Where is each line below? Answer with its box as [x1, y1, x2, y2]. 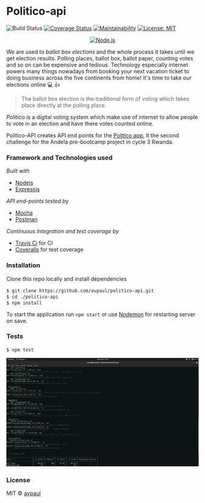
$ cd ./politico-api [6, 294, 59, 300]
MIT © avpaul [6, 490, 41, 497]
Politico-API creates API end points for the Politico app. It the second [6, 131, 179, 139]
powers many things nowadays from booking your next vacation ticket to [6, 67, 190, 74]
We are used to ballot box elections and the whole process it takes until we [6, 48, 195, 56]
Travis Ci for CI [15, 239, 53, 247]
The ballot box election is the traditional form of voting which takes [21, 95, 190, 102]
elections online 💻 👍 [6, 81, 60, 88]
